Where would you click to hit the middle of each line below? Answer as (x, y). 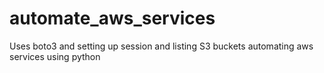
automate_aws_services (112, 18)
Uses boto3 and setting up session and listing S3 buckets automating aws (161, 46)
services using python (55, 56)
